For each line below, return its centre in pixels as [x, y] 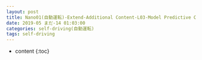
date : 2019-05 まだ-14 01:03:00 [46, 23]
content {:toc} [32, 51]
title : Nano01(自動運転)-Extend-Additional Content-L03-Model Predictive [99, 17]
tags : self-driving [31, 34]
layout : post [23, 12]
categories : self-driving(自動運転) [50, 28]
